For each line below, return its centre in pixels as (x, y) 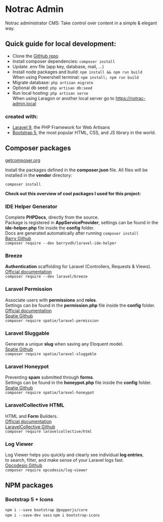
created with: (22, 117)
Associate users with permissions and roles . (51, 300)
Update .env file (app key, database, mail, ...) (58, 66)
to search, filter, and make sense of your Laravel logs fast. (65, 460)
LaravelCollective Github (30, 426)
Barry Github (18, 239)
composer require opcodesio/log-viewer (46, 470)
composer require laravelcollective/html (49, 431)
